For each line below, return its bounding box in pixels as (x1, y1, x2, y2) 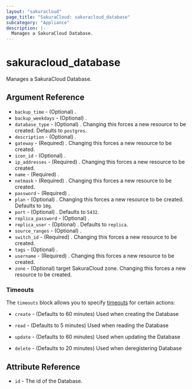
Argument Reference (6, 93, 85, 103)
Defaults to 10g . (14, 202, 52, 209)
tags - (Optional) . (14, 246, 58, 253)
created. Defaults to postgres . (14, 127, 87, 134)
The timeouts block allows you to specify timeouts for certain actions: (6, 299, 176, 306)
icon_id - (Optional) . (14, 151, 66, 159)
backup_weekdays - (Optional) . (14, 114, 87, 121)
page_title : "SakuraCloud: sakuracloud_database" (6, 14, 131, 20)
